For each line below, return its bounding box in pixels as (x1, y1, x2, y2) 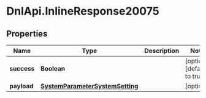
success (9, 65, 35, 72)
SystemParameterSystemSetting (40, 82, 139, 90)
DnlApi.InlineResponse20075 (6, 4, 159, 18)
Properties (6, 29, 48, 39)
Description (143, 47, 180, 55)
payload (9, 82, 34, 90)
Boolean (40, 65, 66, 72)
